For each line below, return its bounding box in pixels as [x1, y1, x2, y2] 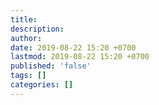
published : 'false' [10, 61, 92, 71]
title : [10, 14, 38, 25]
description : [10, 24, 65, 34]
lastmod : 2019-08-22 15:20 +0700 [10, 52, 150, 62]
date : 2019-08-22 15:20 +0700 [10, 42, 137, 53]
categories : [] [10, 80, 74, 90]
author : [10, 33, 43, 43]
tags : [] [10, 71, 47, 81]
